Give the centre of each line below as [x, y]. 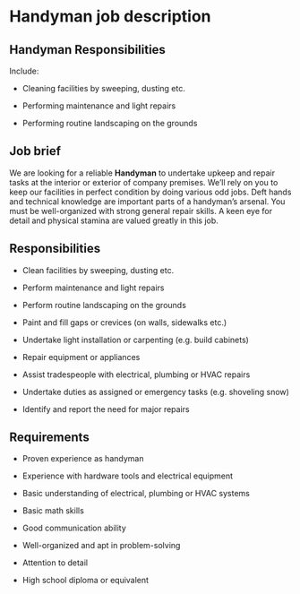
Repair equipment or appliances [81, 357]
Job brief [35, 151]
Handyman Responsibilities [87, 50]
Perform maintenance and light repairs [93, 288]
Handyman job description [111, 17]
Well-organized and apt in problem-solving [101, 546]
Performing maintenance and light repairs [99, 106]
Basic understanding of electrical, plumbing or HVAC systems [136, 494]
